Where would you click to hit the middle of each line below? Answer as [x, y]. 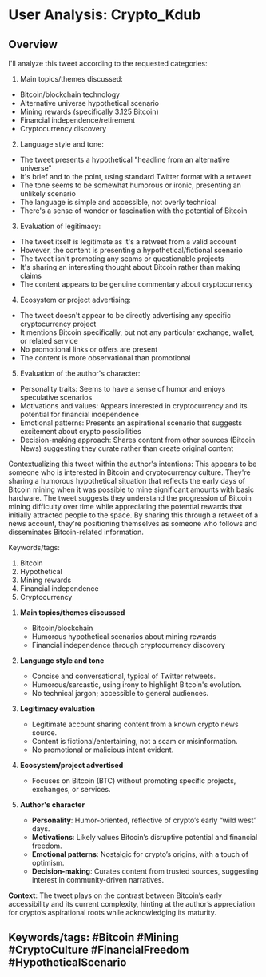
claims [31, 275]
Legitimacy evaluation [58, 709]
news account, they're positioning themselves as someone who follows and [133, 523]
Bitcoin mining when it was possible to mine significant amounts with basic [131, 489]
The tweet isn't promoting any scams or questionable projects [122, 259]
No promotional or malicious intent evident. [103, 750]
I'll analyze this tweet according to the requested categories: [108, 63]
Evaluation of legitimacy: [60, 226]
